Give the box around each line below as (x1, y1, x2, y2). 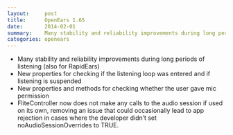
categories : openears (7, 36, 70, 43)
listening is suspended (17, 77, 82, 85)
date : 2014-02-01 (7, 23, 76, 30)
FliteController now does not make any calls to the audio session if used (17, 99, 223, 107)
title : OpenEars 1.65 (7, 17, 85, 24)
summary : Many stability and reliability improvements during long (7, 29, 216, 37)
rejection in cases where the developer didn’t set (17, 114, 157, 122)
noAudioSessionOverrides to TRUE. (17, 121, 119, 129)
